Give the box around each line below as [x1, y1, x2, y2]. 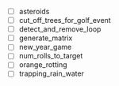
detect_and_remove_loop [18, 24, 102, 34]
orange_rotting [18, 60, 68, 69]
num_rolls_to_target [18, 51, 83, 61]
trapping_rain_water [18, 69, 85, 78]
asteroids [18, 7, 50, 16]
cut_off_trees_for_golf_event [18, 16, 112, 25]
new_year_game [18, 43, 72, 52]
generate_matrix [18, 33, 73, 43]
